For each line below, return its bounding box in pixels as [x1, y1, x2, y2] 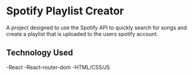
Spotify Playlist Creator [6, 4, 124, 18]
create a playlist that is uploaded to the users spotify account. [6, 30, 158, 37]
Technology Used [6, 48, 73, 58]
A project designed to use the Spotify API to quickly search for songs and [6, 24, 187, 31]
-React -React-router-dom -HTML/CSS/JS [6, 63, 111, 71]
